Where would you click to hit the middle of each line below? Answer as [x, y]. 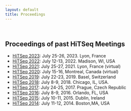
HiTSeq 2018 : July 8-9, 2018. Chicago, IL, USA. [61, 82]
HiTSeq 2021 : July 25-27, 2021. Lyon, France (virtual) [66, 66]
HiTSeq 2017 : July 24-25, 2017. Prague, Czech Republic [69, 88]
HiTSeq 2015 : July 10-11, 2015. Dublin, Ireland [59, 98]
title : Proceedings [25, 14]
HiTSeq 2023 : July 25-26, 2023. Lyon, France [59, 56]
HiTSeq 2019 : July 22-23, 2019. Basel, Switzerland [64, 77]
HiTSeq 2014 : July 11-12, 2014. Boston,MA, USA [61, 103]
